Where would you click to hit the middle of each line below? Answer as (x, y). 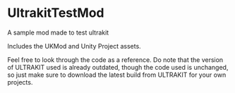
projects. (20, 82)
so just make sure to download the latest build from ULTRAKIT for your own (117, 75)
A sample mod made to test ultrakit (58, 32)
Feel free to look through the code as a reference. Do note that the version (115, 60)
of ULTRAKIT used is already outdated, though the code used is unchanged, (118, 67)
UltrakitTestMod (56, 13)
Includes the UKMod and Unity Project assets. (74, 46)
